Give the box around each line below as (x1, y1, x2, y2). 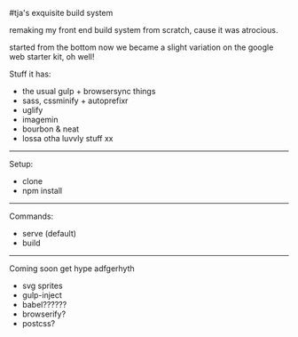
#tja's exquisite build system (9, 8, 114, 18)
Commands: (9, 211, 54, 221)
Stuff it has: (9, 68, 51, 79)
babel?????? (21, 300, 67, 309)
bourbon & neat (21, 124, 80, 134)
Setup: (9, 159, 34, 169)
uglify (21, 105, 43, 115)
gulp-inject (21, 290, 62, 301)
